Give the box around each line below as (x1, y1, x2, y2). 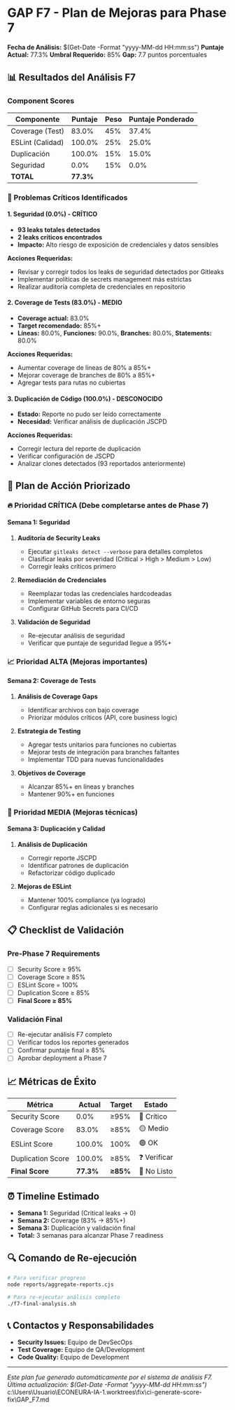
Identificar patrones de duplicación (27, 861, 129, 869)
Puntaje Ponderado (129, 114, 194, 124)
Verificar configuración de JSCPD (17, 452, 115, 460)
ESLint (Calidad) (10, 137, 64, 147)
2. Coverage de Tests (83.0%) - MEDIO (7, 298, 122, 307)
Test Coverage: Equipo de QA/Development (17, 1346, 145, 1354)
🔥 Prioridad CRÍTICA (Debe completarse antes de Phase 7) (7, 501, 209, 511)
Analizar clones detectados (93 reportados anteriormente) (17, 459, 186, 468)
